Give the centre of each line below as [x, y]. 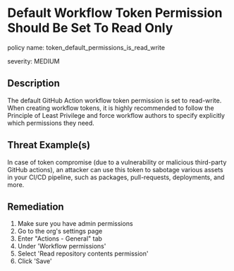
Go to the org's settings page [60, 231]
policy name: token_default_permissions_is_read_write [86, 47]
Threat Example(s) [49, 145]
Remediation [36, 206]
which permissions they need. [51, 123]
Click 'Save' [35, 261]
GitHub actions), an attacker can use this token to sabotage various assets [115, 169]
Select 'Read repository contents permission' [83, 254]
